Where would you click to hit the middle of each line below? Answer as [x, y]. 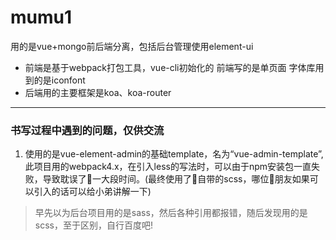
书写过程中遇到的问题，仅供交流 [87, 130]
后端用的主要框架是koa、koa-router [98, 92]
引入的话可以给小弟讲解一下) [92, 192]
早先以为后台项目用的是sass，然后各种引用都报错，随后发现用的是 [171, 213]
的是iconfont [59, 80]
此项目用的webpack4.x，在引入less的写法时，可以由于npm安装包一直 [168, 167]
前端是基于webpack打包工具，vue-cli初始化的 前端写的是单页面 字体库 [170, 67]
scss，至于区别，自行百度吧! [93, 225]
